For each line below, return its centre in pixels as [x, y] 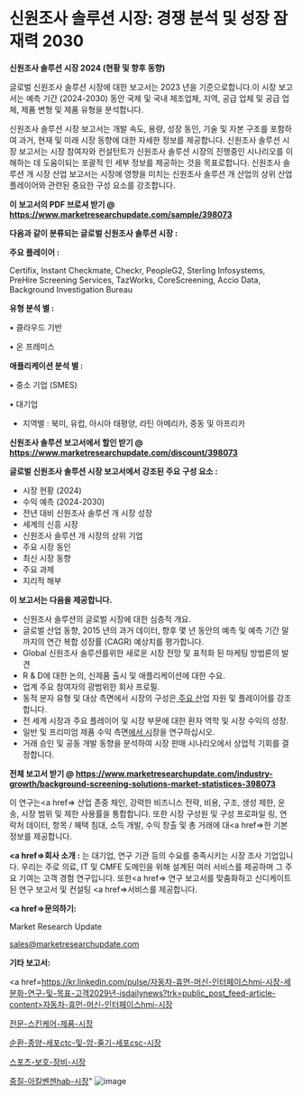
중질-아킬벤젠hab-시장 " [51, 1081]
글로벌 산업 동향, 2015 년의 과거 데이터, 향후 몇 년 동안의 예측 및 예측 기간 [151, 630]
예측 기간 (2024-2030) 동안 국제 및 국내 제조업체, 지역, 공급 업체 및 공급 [153, 98]
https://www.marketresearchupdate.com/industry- [174, 774]
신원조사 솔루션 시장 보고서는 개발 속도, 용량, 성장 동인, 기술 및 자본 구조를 [139, 128]
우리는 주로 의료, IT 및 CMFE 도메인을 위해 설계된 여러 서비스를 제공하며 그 [152, 867]
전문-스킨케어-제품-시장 [51, 1023]
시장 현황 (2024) [52, 490]
